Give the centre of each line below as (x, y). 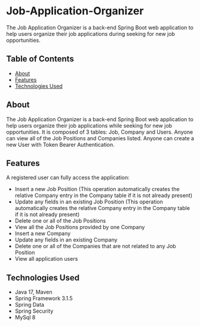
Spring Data (30, 305)
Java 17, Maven (33, 292)
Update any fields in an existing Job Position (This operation (89, 202)
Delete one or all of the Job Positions (60, 221)
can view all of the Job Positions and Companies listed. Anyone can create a (100, 138)
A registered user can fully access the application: (68, 178)
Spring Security (34, 311)
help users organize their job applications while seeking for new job (89, 125)
